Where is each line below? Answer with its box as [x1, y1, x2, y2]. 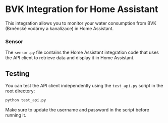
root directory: [5, 88, 35, 94]
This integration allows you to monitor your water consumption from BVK [5, 20, 156, 26]
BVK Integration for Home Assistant [5, 4, 158, 15]
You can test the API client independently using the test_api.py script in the [5, 83, 163, 89]
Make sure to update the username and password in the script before [5, 106, 150, 112]
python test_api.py [5, 98, 46, 103]
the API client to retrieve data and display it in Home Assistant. [5, 55, 135, 61]
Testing [5, 69, 30, 78]
